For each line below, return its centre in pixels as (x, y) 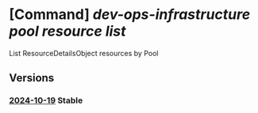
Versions (32, 78)
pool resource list (67, 31)
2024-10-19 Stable (46, 100)
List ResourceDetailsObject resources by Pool (84, 53)
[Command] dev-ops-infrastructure (130, 15)
